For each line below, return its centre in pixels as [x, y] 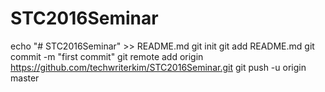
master [25, 78]
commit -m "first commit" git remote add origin [107, 56]
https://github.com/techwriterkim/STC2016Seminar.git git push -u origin [158, 67]
